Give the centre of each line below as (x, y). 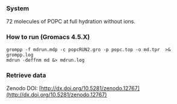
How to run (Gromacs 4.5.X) (48, 37)
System (18, 8)
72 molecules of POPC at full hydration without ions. (71, 22)
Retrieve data (26, 75)
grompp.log (20, 55)
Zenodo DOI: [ (24, 88)
